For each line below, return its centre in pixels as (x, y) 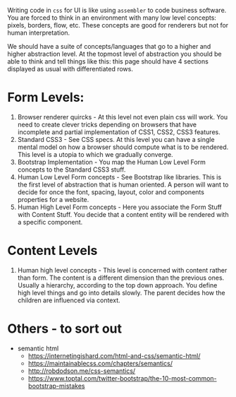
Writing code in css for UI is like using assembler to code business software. (117, 10)
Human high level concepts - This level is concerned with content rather (122, 270)
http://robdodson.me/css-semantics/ (82, 371)
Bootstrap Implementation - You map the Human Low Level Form (111, 162)
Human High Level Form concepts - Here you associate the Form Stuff (119, 207)
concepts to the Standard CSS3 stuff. (72, 170)
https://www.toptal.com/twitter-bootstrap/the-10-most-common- (122, 378)
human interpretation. (39, 32)
